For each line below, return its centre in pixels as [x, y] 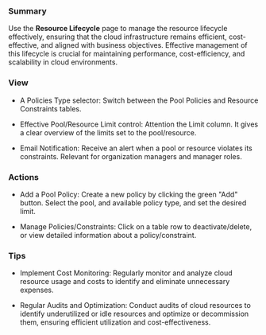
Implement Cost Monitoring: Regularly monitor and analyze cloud [126, 273]
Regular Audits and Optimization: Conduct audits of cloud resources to [135, 306]
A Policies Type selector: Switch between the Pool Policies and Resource [139, 100]
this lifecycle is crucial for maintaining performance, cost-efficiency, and [127, 54]
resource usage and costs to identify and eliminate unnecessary [125, 282]
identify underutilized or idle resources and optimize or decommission [134, 314]
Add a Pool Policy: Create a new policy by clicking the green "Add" [129, 194]
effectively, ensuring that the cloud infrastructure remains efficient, [118, 37]
